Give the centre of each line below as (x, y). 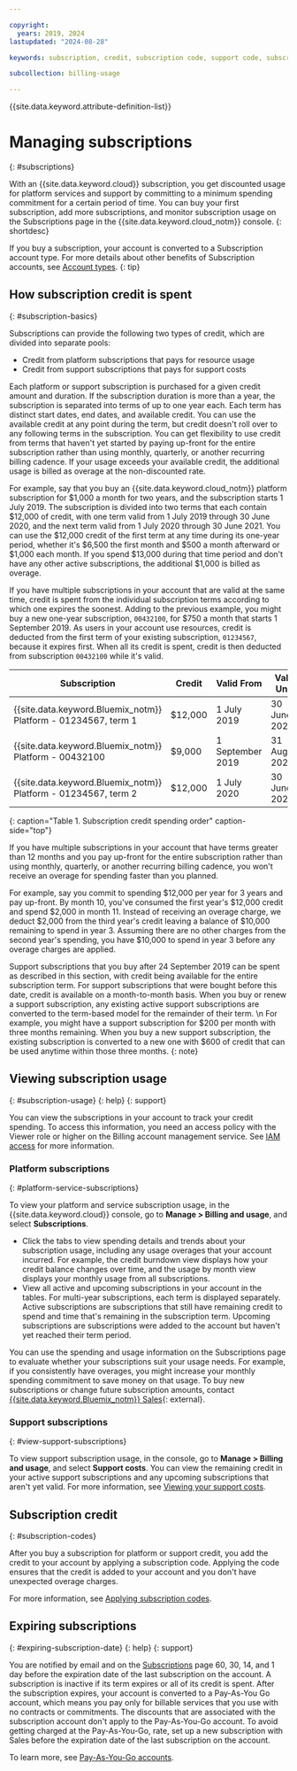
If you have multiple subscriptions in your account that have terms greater (144, 847)
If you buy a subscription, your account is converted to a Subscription (136, 248)
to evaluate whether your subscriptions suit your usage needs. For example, (147, 1361)
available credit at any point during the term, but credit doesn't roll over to (144, 424)
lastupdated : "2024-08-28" (59, 42)
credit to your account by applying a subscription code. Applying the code (145, 1563)
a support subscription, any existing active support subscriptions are (134, 1004)
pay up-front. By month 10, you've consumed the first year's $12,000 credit (146, 902)
